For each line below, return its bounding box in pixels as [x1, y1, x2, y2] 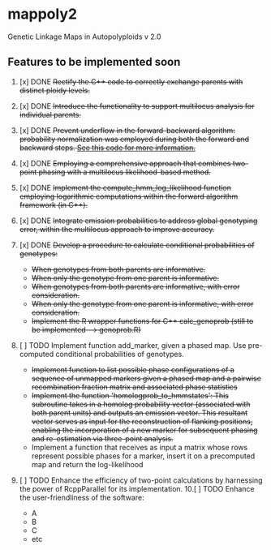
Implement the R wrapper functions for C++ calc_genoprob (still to [31, 316, 254, 325]
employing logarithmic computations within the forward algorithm [19, 191, 239, 201]
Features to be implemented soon [7, 55, 181, 69]
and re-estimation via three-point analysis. [31, 433, 174, 443]
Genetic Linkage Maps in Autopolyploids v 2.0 [7, 32, 161, 41]
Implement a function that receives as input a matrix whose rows [31, 442, 248, 452]
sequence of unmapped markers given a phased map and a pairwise [31, 373, 261, 383]
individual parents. [19, 110, 82, 119]
